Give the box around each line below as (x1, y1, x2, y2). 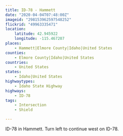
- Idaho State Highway (14, 83, 63, 88)
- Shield (14, 107, 33, 112)
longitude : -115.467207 (14, 36, 65, 41)
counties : (5, 50, 26, 55)
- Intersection (14, 103, 47, 108)
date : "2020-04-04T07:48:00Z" (5, 12, 70, 17)
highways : (5, 88, 26, 94)
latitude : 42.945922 (14, 31, 58, 36)
